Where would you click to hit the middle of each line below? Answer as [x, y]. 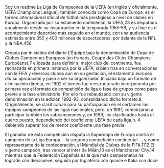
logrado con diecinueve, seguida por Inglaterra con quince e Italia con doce [82, 160]
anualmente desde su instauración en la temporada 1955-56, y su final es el [81, 28]
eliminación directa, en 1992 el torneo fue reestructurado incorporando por [81, 84]
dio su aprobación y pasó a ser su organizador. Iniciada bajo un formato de [81, 78]
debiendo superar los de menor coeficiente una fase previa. [65, 125]
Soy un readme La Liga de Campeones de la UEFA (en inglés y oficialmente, [82, 7]
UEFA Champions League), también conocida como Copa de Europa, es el [80, 12]
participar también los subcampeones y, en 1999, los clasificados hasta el [80, 115]
